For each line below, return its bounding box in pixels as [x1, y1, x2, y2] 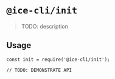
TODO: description [21, 22, 69, 30]
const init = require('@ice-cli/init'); [6, 57, 111, 63]
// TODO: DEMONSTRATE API [6, 67, 72, 73]
